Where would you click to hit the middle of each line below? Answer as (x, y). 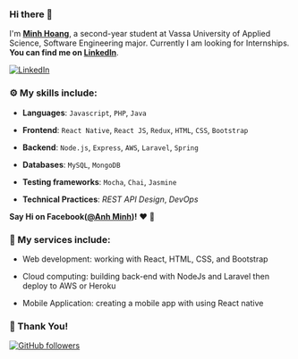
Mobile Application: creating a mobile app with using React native (143, 303)
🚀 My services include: (60, 239)
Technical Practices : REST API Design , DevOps (110, 199)
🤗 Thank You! (39, 326)
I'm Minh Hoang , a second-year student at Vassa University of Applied (140, 34)
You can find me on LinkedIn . (64, 53)
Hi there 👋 (31, 14)
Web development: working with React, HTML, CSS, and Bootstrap (145, 259)
